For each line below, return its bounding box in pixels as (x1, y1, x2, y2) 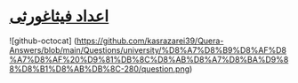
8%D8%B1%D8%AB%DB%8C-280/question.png (9, 64, 190, 74)
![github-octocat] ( (9, 35, 77, 46)
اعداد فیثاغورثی (9, 6, 109, 26)
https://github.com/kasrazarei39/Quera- (77, 35, 224, 46)
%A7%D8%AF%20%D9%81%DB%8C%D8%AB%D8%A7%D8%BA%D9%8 (9, 54, 289, 64)
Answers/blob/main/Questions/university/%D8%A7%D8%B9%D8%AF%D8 (9, 44, 287, 55)
